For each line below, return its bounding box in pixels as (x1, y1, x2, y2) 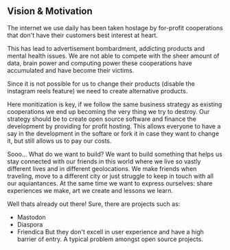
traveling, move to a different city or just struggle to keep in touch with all (7, 172, 214, 180)
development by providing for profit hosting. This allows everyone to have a (7, 122, 221, 130)
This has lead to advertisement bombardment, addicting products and (7, 44, 205, 52)
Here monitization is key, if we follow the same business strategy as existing (7, 100, 222, 109)
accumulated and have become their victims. (7, 66, 135, 74)
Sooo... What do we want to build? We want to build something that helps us (7, 150, 223, 158)
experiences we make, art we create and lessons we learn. (7, 186, 174, 194)
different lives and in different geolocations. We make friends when (7, 164, 197, 172)
